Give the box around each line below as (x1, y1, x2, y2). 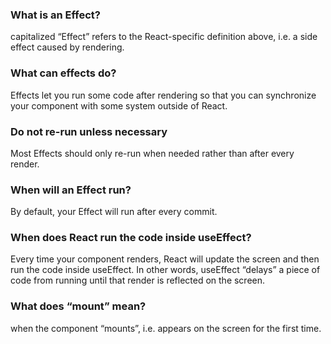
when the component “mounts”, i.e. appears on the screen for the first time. (10, 322, 322, 334)
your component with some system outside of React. (10, 99, 228, 112)
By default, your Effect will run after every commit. (10, 206, 218, 218)
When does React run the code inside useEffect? (10, 231, 252, 245)
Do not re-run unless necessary (10, 124, 168, 138)
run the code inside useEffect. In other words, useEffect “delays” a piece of (10, 264, 321, 276)
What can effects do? (10, 66, 117, 80)
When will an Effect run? (10, 183, 132, 197)
